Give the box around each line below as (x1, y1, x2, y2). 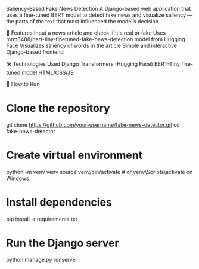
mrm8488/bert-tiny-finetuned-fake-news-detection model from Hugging (6, 36, 185, 42)
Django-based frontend (6, 48, 64, 56)
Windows (6, 175, 30, 182)
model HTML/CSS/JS (21, 69, 74, 76)
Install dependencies (6, 195, 112, 209)
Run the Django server (6, 236, 119, 250)
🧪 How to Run (6, 81, 40, 87)
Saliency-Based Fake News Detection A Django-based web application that (6, 5, 191, 12)
